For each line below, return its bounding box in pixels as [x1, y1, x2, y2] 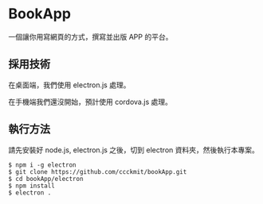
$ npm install [8, 182, 56, 190]
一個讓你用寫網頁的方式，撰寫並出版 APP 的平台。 [8, 32, 173, 41]
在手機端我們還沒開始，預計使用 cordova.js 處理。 [8, 97, 173, 106]
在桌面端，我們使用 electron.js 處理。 [8, 80, 131, 90]
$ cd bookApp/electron [8, 175, 84, 183]
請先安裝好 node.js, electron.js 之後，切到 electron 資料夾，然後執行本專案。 [8, 144, 259, 155]
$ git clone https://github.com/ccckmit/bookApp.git [8, 167, 187, 175]
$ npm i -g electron [8, 160, 77, 169]
